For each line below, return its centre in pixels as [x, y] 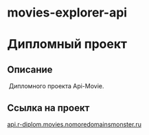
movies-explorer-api [67, 13]
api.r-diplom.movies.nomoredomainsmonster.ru [74, 124]
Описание [30, 69]
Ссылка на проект [48, 108]
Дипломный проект [67, 44]
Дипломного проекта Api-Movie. [56, 86]
